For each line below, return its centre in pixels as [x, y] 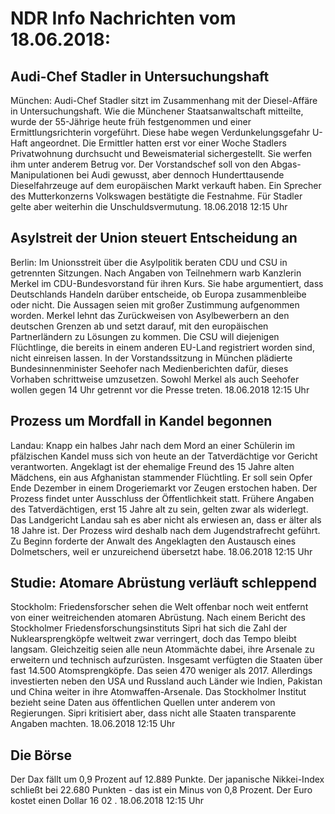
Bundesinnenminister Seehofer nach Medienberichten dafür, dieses [149, 368]
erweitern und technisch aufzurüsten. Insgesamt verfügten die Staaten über [166, 660]
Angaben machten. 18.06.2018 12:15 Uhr [93, 724]
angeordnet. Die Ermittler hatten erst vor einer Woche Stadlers [158, 143]
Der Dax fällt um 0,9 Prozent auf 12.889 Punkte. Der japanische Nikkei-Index [167, 779]
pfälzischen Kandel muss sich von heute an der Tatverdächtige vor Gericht [164, 456]
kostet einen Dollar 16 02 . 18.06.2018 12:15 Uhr [107, 801]
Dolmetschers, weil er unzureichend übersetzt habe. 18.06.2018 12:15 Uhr [161, 551]
